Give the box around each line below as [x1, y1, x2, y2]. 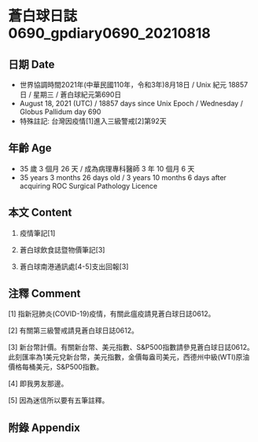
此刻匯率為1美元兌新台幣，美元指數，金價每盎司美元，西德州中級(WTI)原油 [8, 352, 250, 362]
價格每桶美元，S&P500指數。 [8, 363, 104, 372]
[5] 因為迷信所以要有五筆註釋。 [8, 396, 109, 405]
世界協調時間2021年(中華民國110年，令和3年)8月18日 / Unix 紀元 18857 [19, 80, 249, 89]
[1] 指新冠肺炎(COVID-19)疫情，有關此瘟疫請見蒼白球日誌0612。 [8, 309, 216, 319]
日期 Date [8, 57, 55, 71]
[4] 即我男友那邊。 [8, 379, 68, 389]
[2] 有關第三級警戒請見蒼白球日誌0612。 [8, 326, 139, 335]
